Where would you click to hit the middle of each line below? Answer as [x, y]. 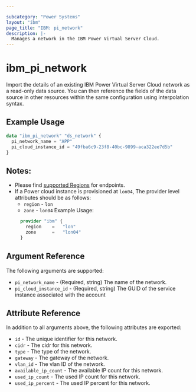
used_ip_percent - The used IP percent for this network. [82, 383]
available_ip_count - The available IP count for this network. [89, 371]
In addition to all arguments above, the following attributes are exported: [94, 327]
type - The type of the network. [53, 352]
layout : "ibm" [24, 22]
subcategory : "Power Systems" [43, 17]
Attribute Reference [43, 313]
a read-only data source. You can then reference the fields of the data [91, 91]
